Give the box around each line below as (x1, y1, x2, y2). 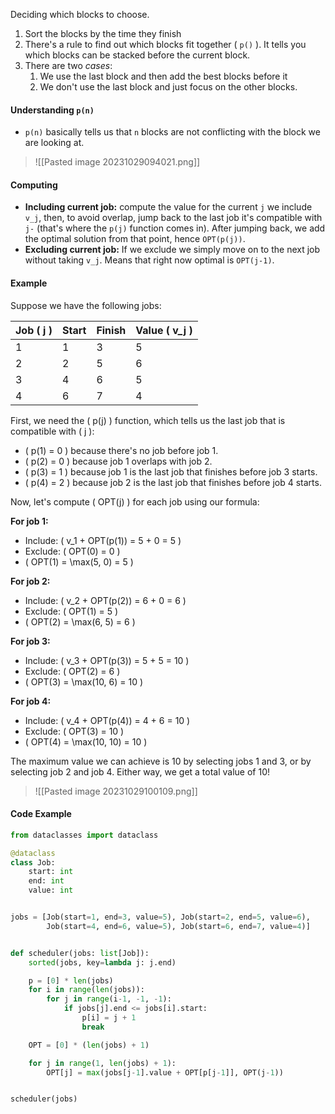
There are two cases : (24, 60, 113, 71)
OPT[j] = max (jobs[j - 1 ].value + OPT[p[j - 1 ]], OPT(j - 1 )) (46, 1067, 284, 1078)
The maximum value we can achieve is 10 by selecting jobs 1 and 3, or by (10, 755, 312, 767)
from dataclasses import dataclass (10, 830, 159, 840)
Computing (10, 179, 58, 191)
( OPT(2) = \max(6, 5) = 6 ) (24, 615, 136, 628)
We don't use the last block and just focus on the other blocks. (39, 81, 298, 93)
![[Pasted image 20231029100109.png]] (34, 785, 198, 797)
